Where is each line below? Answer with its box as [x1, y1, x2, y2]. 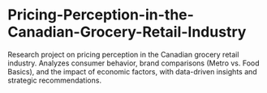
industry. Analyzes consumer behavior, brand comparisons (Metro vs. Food [7, 58, 261, 68]
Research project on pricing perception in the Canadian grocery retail [7, 49, 239, 59]
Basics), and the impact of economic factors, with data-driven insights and [7, 66, 257, 76]
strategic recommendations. [7, 75, 102, 85]
